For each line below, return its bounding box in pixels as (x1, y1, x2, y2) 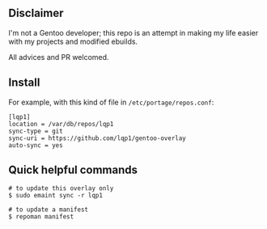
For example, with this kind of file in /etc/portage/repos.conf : (8, 97, 214, 107)
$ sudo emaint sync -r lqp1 (8, 192, 104, 200)
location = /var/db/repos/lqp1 (8, 120, 114, 128)
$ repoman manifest (8, 213, 74, 221)
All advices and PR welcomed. (8, 52, 109, 61)
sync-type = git (8, 127, 63, 135)
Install (8, 76, 40, 90)
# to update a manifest (8, 206, 89, 214)
